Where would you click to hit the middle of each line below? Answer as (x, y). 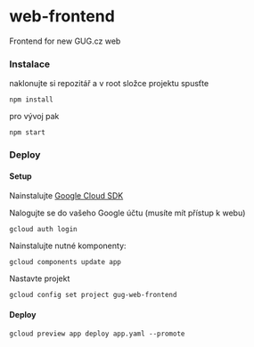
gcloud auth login (43, 230)
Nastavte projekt (40, 278)
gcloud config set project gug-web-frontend (93, 295)
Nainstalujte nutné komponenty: (68, 246)
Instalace (30, 64)
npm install (31, 100)
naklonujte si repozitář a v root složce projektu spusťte (109, 84)
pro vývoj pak (34, 117)
